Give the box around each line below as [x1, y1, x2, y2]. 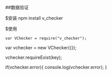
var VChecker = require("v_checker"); [5, 36, 87, 41]
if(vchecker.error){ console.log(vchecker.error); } [5, 64, 107, 70]
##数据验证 [5, 5, 29, 10]
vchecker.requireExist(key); [5, 54, 62, 60]
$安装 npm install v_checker [5, 15, 63, 21]
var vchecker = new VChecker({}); [5, 45, 77, 50]
